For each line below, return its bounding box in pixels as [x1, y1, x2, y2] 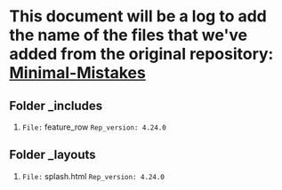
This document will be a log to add [9, 6, 267, 27]
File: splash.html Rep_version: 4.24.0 [21, 170, 165, 181]
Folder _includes [9, 98, 103, 113]
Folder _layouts [9, 147, 96, 162]
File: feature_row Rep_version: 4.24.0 [21, 122, 166, 132]
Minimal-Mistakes [9, 63, 147, 83]
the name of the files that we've [9, 25, 248, 45]
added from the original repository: [9, 44, 274, 64]
